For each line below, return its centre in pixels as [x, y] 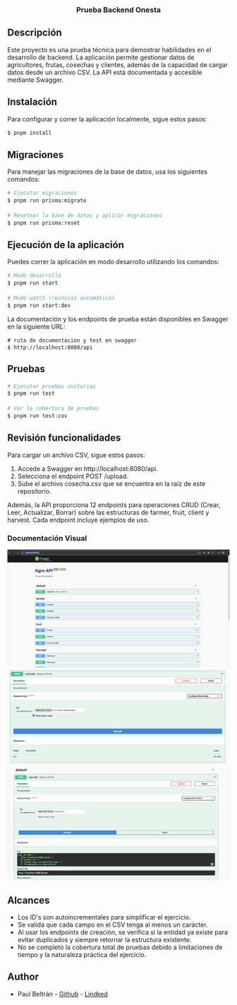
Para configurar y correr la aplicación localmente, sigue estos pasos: [107, 119]
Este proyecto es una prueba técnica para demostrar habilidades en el [109, 49]
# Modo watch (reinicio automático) [61, 298]
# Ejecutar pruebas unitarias [52, 386]
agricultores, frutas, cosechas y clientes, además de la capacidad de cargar [117, 64]
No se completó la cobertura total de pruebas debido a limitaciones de [120, 947]
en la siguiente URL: [36, 326]
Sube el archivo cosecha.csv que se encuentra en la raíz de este [111, 483]
